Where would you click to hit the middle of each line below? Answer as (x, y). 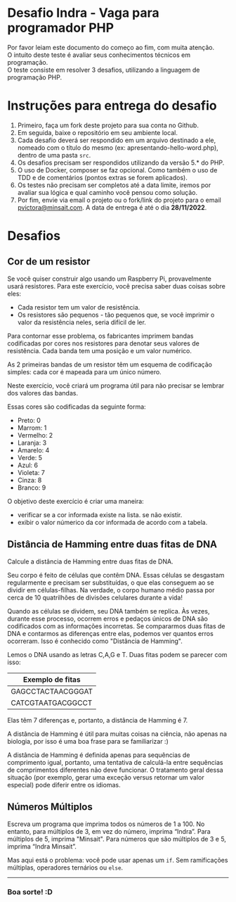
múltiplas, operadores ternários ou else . (65, 868)
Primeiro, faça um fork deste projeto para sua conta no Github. (108, 125)
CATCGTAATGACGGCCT (52, 703)
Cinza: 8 (29, 480)
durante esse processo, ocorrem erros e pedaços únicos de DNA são (108, 618)
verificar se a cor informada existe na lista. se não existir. (100, 514)
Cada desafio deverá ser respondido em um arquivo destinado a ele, (117, 140)
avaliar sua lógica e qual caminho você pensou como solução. (107, 192)
